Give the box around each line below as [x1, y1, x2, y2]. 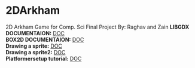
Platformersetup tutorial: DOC [5, 55, 82, 62]
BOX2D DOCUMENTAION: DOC [5, 36, 84, 43]
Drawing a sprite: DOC [5, 42, 62, 50]
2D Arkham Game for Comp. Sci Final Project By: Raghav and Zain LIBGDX [5, 23, 190, 30]
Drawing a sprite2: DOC [5, 48, 66, 55]
